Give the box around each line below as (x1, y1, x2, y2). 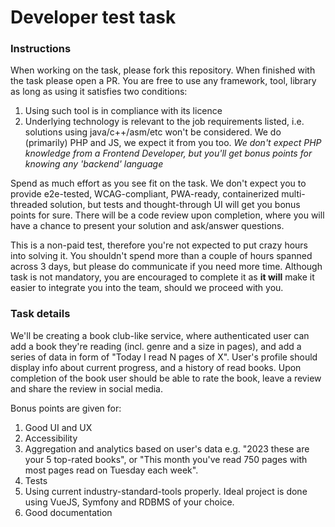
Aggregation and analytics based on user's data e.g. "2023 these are (24, 442, 310, 455)
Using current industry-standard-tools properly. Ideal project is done (24, 485, 308, 497)
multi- (281, 188, 306, 200)
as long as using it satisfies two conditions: (10, 86, 188, 98)
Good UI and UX (24, 421, 93, 433)
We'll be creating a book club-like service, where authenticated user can (10, 329, 310, 341)
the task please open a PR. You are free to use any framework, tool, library (10, 75, 317, 87)
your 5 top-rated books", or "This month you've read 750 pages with (24, 453, 308, 465)
